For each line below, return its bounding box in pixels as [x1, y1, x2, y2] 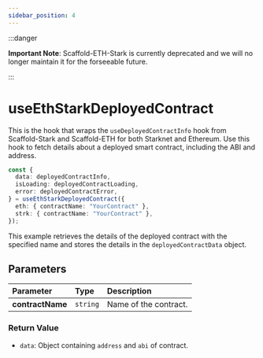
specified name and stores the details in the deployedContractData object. [8, 239, 246, 249]
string [74, 300, 100, 309]
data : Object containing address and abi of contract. [19, 340, 189, 350]
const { [8, 166, 34, 174]
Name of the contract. [106, 299, 188, 310]
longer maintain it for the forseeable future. [8, 57, 148, 66]
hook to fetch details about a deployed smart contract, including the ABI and [8, 142, 256, 152]
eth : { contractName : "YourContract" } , [15, 202, 150, 210]
